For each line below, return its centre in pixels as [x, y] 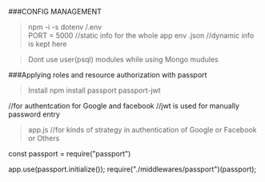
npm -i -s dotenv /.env [65, 27]
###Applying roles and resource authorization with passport [108, 75]
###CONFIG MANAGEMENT [55, 12]
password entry [34, 114]
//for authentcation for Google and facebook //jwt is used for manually [124, 106]
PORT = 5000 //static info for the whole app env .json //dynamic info [141, 36]
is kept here [47, 44]
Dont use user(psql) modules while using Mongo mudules [123, 59]
